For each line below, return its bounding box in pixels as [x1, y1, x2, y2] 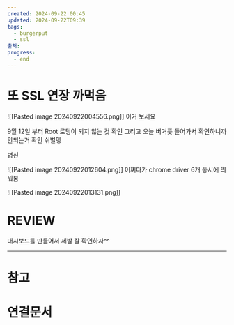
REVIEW [7, 212, 56, 228]
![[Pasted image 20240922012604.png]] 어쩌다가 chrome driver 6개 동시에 [7, 165, 219, 174]
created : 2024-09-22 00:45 [7, 10, 86, 17]
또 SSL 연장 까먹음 [7, 88, 107, 103]
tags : [7, 23, 23, 30]
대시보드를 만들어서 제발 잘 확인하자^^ [7, 236, 110, 245]
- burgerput [13, 29, 49, 37]
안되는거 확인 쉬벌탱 [7, 135, 61, 144]
